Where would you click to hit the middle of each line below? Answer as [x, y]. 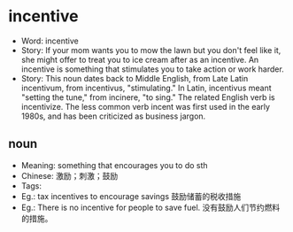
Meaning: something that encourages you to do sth [115, 165]
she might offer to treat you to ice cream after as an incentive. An [140, 59]
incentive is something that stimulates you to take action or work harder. [152, 69]
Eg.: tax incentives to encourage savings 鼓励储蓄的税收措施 [131, 196]
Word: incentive [50, 41]
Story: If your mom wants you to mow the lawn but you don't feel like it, [151, 50]
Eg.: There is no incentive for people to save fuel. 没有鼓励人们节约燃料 [150, 207]
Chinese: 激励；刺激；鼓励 [69, 175]
